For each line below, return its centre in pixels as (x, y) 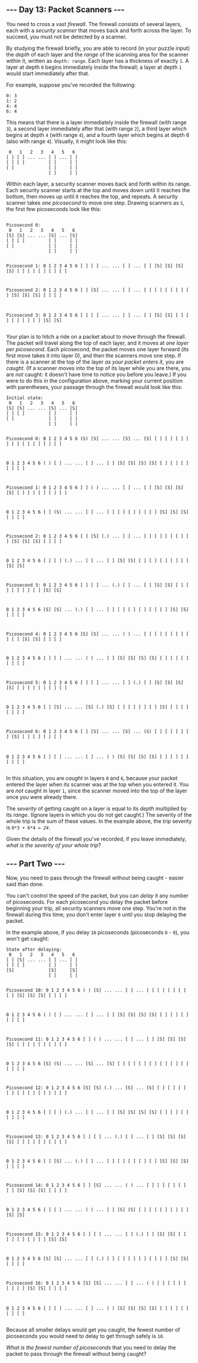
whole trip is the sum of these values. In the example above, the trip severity (99, 821)
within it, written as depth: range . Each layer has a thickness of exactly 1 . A (98, 60)
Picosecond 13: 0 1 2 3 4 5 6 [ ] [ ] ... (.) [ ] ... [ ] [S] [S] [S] (96, 1136)
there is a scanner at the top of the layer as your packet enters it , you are (95, 362)
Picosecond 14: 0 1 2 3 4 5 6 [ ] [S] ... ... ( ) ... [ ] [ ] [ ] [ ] (96, 1186)
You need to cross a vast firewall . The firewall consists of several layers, (94, 24)
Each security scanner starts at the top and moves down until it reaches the (98, 190)
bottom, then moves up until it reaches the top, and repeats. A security (92, 196)
